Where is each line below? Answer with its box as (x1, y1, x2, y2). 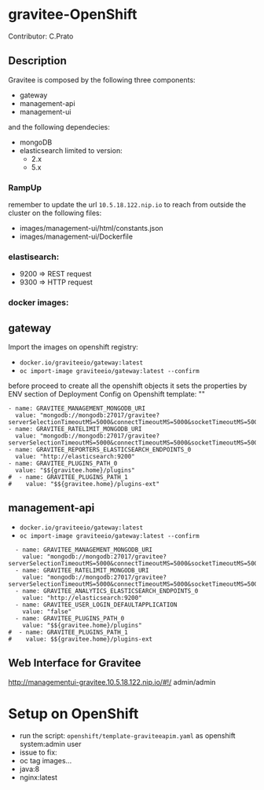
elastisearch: (8, 251, 60, 262)
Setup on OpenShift (8, 704, 139, 722)
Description (8, 54, 67, 68)
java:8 (19, 764, 40, 774)
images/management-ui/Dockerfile (19, 232, 134, 241)
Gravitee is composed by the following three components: (8, 75, 196, 84)
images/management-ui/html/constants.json (19, 224, 163, 233)
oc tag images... (19, 755, 72, 765)
